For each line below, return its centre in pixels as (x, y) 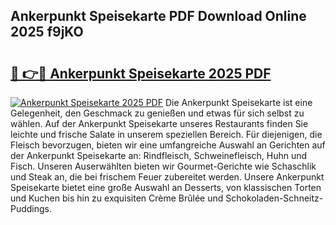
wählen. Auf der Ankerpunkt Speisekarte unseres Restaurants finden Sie (159, 123)
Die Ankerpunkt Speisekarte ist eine (238, 102)
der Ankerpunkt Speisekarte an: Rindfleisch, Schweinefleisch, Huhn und (159, 155)
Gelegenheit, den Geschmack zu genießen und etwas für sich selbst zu (157, 113)
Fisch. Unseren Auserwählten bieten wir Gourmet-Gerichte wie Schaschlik (163, 166)
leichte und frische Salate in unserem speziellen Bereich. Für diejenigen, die (166, 134)
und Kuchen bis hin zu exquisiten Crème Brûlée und (117, 198)
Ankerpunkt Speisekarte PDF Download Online (158, 16)
